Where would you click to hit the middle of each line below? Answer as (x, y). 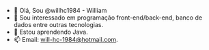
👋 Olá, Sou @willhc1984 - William (60, 10)
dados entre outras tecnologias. (58, 25)
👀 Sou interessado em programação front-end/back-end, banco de (108, 18)
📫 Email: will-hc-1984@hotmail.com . (66, 40)
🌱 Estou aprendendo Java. (51, 32)
